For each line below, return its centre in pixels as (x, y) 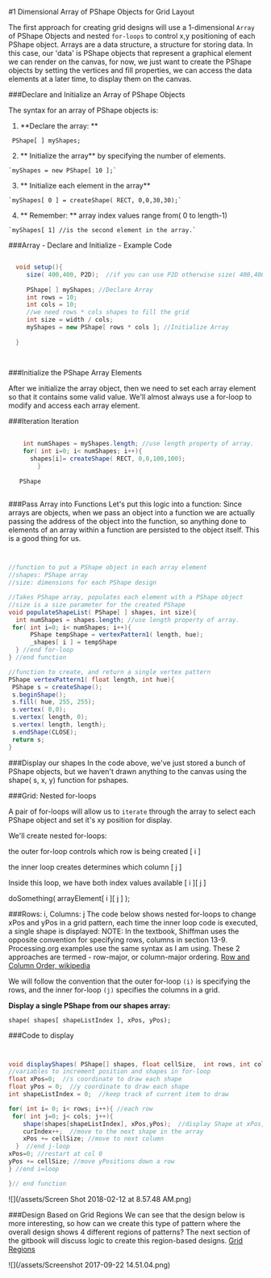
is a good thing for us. (45, 539)
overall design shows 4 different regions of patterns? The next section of (129, 1232)
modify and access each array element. (74, 406)
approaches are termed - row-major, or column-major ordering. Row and (129, 957)
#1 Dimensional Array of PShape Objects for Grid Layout (102, 12)
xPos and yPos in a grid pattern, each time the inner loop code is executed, (133, 922)
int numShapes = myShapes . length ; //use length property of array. (138, 444)
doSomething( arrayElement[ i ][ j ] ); (69, 898)
